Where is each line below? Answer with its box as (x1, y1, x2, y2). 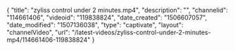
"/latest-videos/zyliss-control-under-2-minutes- (72, 28, 212, 36)
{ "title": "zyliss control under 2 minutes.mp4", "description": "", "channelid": (6, 6, 228, 14)
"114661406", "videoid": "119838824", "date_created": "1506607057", (6, 13, 208, 22)
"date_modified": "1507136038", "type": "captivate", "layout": (6, 21, 184, 29)
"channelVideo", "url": (6, 28, 71, 36)
